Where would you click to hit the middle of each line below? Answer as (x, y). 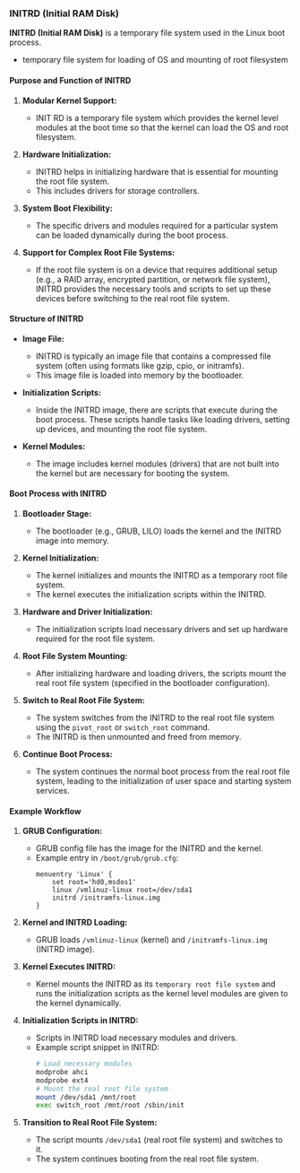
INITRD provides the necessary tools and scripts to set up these (153, 289)
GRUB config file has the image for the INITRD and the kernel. (149, 848)
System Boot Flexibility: (68, 208)
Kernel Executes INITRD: (69, 967)
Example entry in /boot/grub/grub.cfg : (107, 858)
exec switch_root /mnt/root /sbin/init (110, 1106)
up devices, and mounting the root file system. (121, 429)
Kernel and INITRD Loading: (75, 923)
